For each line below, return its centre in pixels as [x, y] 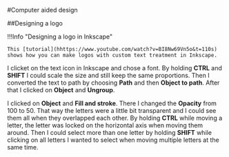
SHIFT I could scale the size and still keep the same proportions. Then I [108, 75]
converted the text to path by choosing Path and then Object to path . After [113, 83]
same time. [23, 147]
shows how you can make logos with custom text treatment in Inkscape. [112, 55]
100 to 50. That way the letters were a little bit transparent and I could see [112, 111]
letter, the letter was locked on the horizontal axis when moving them [105, 125]
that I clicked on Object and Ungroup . [61, 90]
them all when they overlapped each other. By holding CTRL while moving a [115, 118]
